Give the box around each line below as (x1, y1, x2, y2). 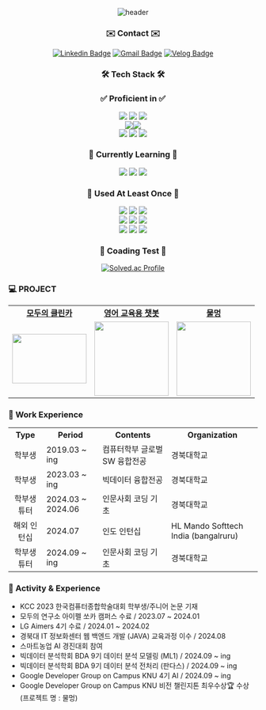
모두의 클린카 (26, 307, 73, 318)
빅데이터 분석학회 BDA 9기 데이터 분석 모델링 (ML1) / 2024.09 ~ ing (19, 651, 231, 661)
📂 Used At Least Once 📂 (86, 188, 180, 199)
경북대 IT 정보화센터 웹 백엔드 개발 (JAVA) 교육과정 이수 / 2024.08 (19, 632, 226, 641)
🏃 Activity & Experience (8, 583, 101, 594)
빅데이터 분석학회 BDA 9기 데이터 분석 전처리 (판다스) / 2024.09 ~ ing (19, 661, 237, 670)
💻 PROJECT (8, 283, 57, 294)
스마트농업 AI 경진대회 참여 (19, 641, 103, 651)
